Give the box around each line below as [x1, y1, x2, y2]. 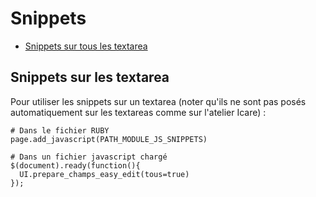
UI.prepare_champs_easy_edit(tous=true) [19, 169, 190, 179]
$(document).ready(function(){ [10, 160, 141, 171]
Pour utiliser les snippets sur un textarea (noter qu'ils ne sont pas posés [10, 95, 307, 107]
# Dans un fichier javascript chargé [10, 152, 168, 162]
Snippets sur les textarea [10, 69, 170, 86]
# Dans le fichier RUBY [10, 125, 110, 136]
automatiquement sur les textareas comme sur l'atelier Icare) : [10, 106, 267, 118]
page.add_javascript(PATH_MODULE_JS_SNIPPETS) [10, 134, 208, 144]
